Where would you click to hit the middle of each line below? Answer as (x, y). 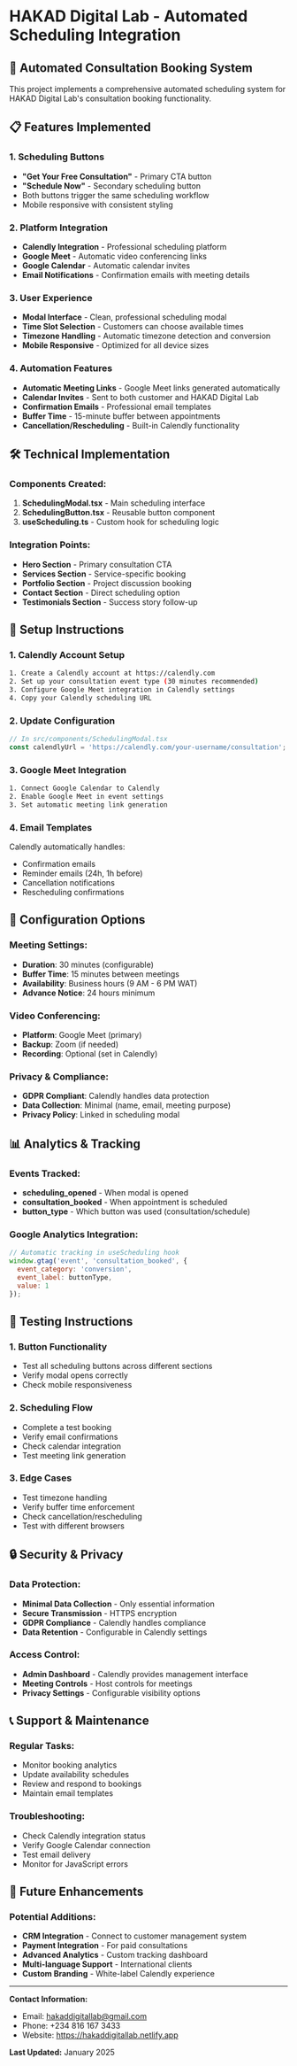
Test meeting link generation (74, 1455)
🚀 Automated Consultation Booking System (131, 68)
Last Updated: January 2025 (62, 2053)
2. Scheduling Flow (51, 1408)
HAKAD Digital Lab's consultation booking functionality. (110, 98)
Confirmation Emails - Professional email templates (117, 406)
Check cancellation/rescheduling (82, 1516)
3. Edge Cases (41, 1478)
